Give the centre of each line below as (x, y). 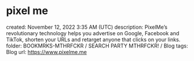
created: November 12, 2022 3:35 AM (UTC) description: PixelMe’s (87, 27)
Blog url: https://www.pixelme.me (46, 52)
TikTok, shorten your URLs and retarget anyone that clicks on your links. (93, 39)
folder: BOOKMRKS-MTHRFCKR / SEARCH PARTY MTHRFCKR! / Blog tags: (97, 46)
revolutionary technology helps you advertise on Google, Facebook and (93, 33)
